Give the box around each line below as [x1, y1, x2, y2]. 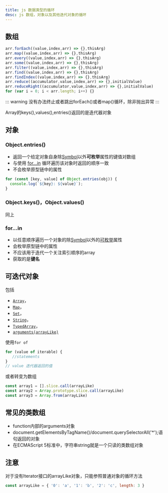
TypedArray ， [12, 323, 41, 329]
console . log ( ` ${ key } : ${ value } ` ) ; [10, 181, 83, 186]
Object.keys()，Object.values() [5, 199, 85, 206]
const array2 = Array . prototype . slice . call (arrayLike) [5, 388, 124, 394]
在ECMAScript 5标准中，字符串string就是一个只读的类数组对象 [12, 442, 144, 448]
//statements [12, 354, 40, 359]
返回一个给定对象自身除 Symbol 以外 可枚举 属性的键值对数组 [12, 153, 136, 159]
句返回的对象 [12, 435, 40, 442]
